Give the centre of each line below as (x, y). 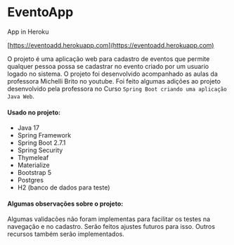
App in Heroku (28, 32)
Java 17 (28, 128)
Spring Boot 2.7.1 (41, 143)
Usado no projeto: (34, 112)
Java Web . (21, 96)
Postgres (31, 180)
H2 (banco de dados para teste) (64, 187)
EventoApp (40, 12)
